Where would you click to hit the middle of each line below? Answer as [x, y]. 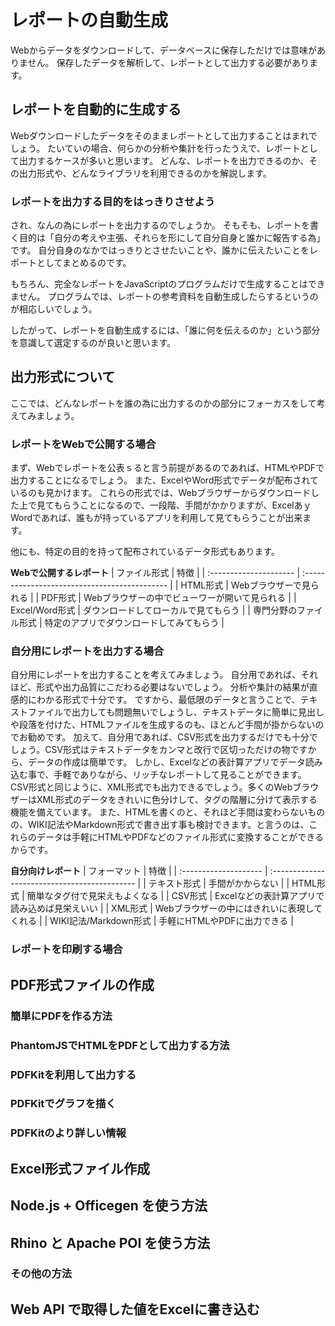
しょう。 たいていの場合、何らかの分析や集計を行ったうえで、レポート [155, 148]
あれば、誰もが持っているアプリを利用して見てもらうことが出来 [171, 518]
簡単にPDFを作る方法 [61, 1016]
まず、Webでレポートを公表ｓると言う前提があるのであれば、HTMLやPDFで [167, 468]
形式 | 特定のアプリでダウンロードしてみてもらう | [121, 623]
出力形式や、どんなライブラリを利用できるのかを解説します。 [145, 173]
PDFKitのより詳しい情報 [68, 1133]
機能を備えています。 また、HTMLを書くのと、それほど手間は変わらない [159, 812]
